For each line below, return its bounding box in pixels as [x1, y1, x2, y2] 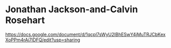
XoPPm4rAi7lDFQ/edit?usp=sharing [5, 37, 81, 43]
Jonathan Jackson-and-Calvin [5, 4, 138, 15]
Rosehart [5, 14, 45, 26]
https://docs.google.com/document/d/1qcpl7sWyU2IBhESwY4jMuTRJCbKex [5, 31, 166, 37]
